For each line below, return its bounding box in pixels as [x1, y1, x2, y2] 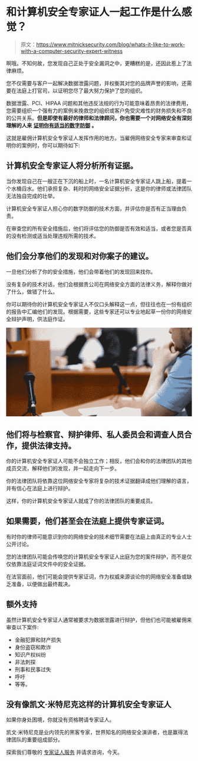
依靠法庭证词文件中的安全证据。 [11, 560, 89, 568]
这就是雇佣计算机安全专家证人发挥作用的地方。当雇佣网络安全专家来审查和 [6, 134, 187, 141]
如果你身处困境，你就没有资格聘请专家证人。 [6, 716, 115, 723]
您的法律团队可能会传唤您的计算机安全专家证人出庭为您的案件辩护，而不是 [6, 553, 187, 560]
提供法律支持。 [21, 441, 76, 451]
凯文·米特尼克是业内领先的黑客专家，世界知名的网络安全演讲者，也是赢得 [6, 728, 184, 736]
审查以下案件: [6, 623, 39, 630]
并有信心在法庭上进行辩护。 [6, 485, 74, 491]
